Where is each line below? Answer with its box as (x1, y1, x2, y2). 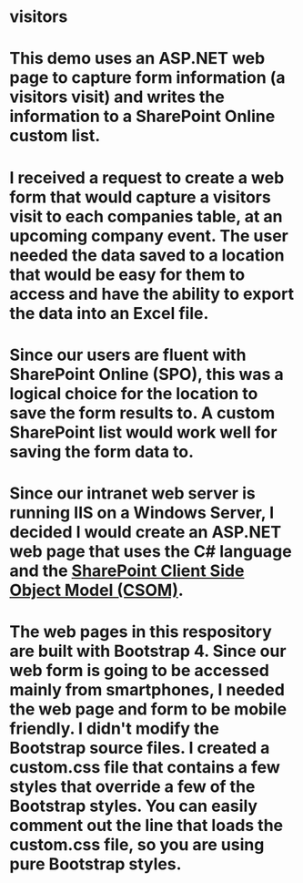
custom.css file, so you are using (9, 835, 265, 856)
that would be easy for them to (9, 264, 246, 284)
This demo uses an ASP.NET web (9, 48, 266, 69)
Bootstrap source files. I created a (9, 738, 270, 758)
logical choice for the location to (9, 383, 258, 404)
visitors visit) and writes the (9, 87, 225, 108)
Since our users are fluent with (9, 344, 247, 365)
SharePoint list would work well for (9, 422, 278, 443)
